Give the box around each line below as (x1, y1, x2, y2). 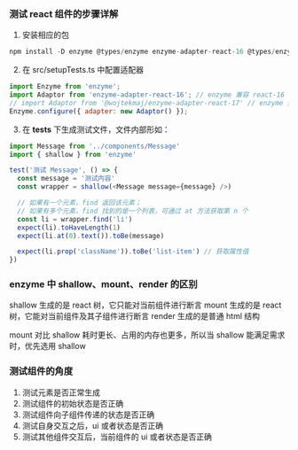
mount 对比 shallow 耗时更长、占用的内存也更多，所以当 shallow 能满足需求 (9, 330, 286, 340)
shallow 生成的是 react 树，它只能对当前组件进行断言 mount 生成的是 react (9, 299, 282, 311)
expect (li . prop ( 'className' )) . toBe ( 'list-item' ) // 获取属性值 (17, 247, 249, 256)
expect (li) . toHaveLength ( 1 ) (17, 223, 122, 232)
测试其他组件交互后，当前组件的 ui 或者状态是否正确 (21, 431, 213, 442)
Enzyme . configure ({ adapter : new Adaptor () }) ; (9, 106, 189, 116)
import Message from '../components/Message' (9, 142, 180, 151)
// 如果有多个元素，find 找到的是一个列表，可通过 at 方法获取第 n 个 (17, 206, 248, 215)
